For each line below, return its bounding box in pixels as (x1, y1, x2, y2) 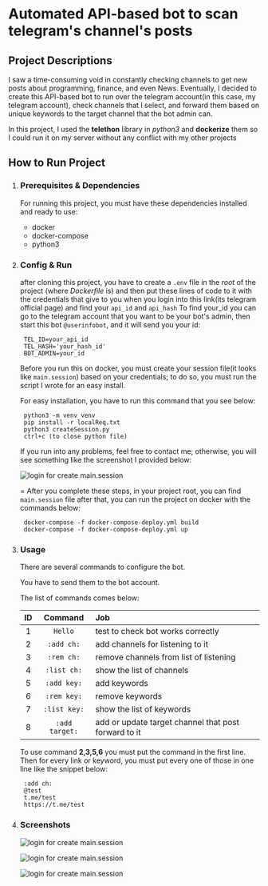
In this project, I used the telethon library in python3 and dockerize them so (8, 125, 258, 134)
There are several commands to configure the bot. (19, 562, 186, 572)
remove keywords (95, 691, 162, 702)
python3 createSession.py (23, 425, 110, 433)
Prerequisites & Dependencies (19, 180, 140, 191)
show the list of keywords (95, 704, 191, 715)
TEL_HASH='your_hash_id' (23, 342, 106, 351)
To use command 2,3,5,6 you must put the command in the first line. (19, 748, 246, 757)
